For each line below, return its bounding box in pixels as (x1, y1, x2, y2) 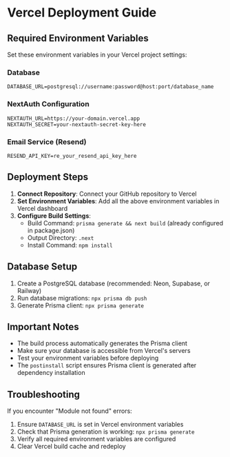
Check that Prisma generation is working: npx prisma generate (17, 427, 195, 436)
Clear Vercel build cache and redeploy (17, 443, 126, 451)
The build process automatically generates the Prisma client (17, 339, 188, 347)
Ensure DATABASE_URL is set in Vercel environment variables (17, 420, 184, 429)
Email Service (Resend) (7, 136, 87, 146)
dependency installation (17, 369, 85, 377)
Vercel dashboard (17, 204, 68, 212)
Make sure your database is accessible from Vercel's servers (17, 347, 191, 355)
